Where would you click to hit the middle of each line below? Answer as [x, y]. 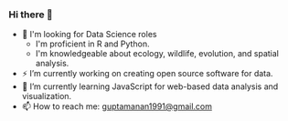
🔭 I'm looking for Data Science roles [89, 35]
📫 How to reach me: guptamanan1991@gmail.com [117, 106]
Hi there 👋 [31, 15]
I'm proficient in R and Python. [92, 44]
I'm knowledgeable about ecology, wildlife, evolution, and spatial [157, 54]
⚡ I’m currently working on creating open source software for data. [147, 74]
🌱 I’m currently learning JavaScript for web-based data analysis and [150, 86]
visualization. [47, 96]
